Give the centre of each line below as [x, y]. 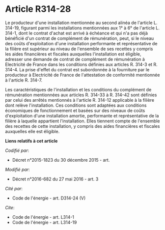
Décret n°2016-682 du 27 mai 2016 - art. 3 [55, 179]
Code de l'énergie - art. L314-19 [44, 222]
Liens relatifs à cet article [31, 141]
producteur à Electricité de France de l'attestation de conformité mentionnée [82, 75]
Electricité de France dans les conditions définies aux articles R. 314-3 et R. [82, 64]
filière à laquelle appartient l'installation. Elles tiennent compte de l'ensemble [82, 121]
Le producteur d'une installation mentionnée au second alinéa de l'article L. [81, 23]
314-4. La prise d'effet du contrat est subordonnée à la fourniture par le [77, 69]
